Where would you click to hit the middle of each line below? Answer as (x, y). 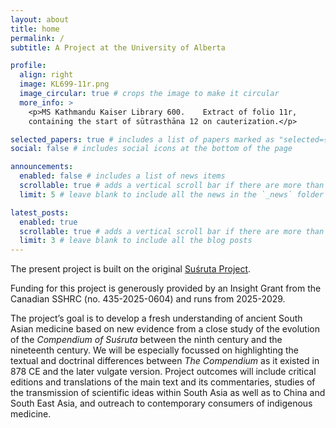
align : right (46, 75)
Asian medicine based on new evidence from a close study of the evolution (165, 329)
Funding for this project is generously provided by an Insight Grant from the (166, 288)
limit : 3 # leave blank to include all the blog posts (136, 241)
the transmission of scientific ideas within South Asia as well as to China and (168, 393)
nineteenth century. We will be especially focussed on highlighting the (155, 350)
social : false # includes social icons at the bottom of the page (151, 149)
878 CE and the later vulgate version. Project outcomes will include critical (163, 372)
